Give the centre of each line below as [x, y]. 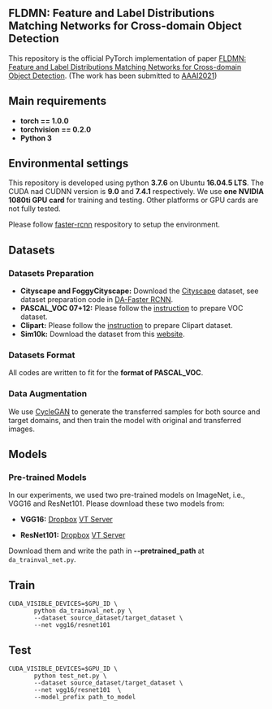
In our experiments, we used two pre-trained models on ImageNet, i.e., [127, 495]
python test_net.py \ [70, 676]
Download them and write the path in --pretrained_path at [106, 551]
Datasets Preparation [51, 273]
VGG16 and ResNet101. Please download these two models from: [117, 504]
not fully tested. [35, 209]
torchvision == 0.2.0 [56, 129]
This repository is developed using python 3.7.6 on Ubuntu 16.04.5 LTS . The [136, 183]
